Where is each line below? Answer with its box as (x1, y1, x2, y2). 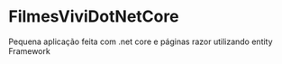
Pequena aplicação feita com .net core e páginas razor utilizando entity (8, 36, 273, 47)
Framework (8, 45, 50, 56)
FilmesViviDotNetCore (8, 6, 179, 27)
